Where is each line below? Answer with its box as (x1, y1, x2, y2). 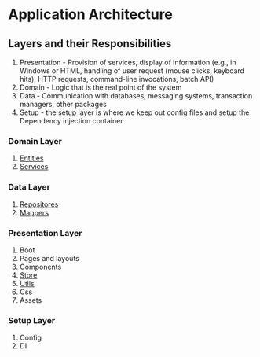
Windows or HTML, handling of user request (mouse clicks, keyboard (19, 66, 245, 75)
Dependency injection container (19, 116, 123, 125)
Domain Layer (8, 135, 63, 146)
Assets (19, 295, 42, 304)
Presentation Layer (8, 227, 82, 238)
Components (19, 262, 62, 271)
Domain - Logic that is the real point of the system (19, 83, 182, 92)
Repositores (19, 199, 59, 209)
